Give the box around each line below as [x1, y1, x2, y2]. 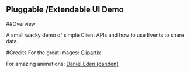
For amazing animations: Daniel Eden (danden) [6, 60, 119, 67]
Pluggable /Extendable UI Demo [6, 5, 124, 15]
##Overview [6, 20, 36, 27]
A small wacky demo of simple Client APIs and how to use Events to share [6, 32, 184, 39]
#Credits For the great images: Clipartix [6, 49, 101, 56]
